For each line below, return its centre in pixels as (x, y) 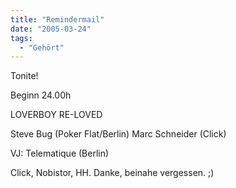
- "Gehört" (42, 47)
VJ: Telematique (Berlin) (60, 153)
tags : (21, 38)
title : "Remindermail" (57, 19)
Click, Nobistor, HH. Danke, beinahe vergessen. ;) (112, 173)
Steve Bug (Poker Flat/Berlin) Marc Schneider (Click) (118, 134)
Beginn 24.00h (41, 95)
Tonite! (24, 76)
